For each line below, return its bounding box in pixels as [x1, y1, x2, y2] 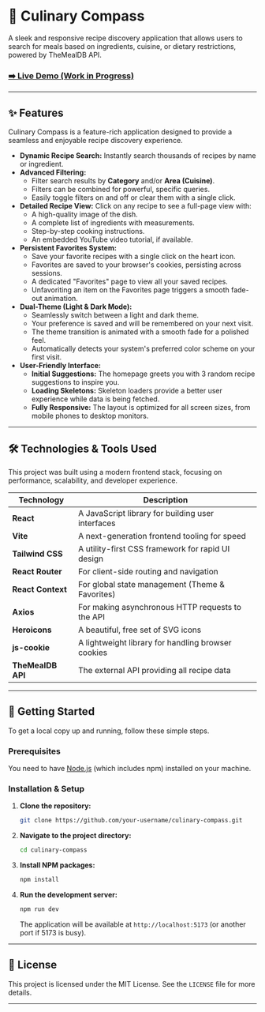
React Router [12, 566, 62, 577]
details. [8, 988, 32, 997]
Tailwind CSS [12, 548, 63, 559]
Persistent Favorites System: [19, 243, 117, 253]
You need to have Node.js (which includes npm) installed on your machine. [8, 763, 252, 773]
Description [143, 494, 188, 505]
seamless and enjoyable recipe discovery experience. [8, 136, 183, 145]
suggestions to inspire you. [31, 378, 120, 387]
